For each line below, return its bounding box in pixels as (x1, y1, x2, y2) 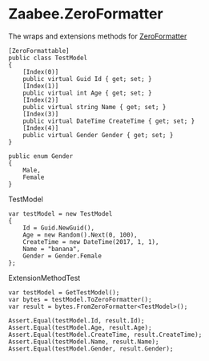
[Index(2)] (22, 95, 59, 104)
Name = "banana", (22, 245, 81, 253)
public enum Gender (8, 152, 74, 160)
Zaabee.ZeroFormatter (8, 5, 163, 23)
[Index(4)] (22, 124, 59, 132)
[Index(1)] (22, 82, 59, 90)
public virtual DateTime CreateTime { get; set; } (22, 117, 195, 125)
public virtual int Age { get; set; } (22, 89, 152, 97)
